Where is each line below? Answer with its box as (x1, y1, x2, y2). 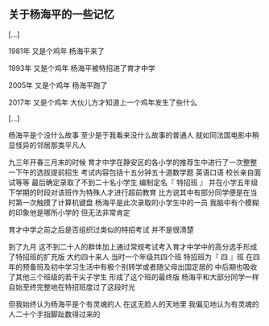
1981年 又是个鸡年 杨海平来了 (8, 46, 105, 56)
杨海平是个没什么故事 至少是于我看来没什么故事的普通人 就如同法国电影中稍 (8, 130, 259, 139)
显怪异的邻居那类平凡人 (8, 140, 86, 150)
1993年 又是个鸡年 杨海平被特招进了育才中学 (8, 63, 155, 72)
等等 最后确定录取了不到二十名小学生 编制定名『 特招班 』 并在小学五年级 (14, 177, 259, 187)
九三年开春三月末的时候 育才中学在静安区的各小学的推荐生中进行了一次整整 (8, 157, 258, 167)
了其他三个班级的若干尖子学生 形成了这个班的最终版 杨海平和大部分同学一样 (8, 272, 259, 282)
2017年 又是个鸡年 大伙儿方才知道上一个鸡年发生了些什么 (8, 97, 197, 107)
